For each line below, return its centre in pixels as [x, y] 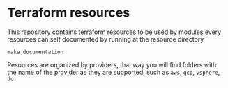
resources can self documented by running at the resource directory [106, 39]
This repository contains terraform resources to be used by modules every [114, 32]
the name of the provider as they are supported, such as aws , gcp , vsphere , [114, 72]
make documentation [36, 52]
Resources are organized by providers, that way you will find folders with [112, 64]
